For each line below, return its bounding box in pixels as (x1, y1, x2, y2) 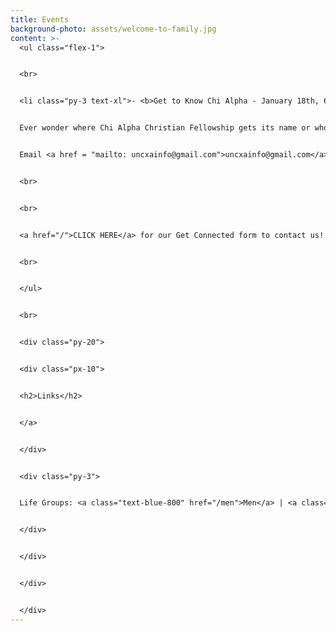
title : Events (10, 14, 70, 25)
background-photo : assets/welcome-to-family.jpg (10, 24, 217, 34)
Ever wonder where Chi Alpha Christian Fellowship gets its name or (19, 123, 311, 133)
